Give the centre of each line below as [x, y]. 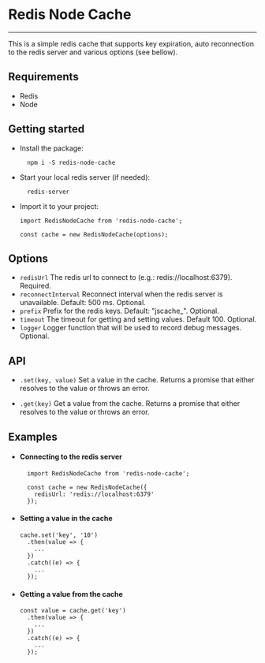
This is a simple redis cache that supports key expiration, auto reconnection [131, 43]
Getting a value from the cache [71, 594]
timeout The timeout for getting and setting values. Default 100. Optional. [138, 319]
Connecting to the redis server [71, 457]
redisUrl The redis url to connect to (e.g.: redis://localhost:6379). [126, 277]
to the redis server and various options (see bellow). [93, 52]
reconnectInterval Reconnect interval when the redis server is [121, 294]
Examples [33, 436]
